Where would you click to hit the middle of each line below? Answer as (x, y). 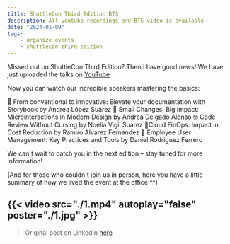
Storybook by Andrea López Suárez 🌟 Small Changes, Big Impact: (103, 109)
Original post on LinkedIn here (69, 232)
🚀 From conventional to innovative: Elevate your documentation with (107, 102)
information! (25, 161)
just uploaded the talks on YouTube (59, 74)
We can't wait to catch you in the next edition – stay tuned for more (105, 153)
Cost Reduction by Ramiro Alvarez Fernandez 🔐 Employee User (99, 132)
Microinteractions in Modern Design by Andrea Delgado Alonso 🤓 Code (111, 117)
